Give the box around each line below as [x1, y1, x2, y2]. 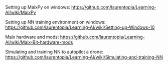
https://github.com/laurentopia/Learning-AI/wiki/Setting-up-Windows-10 [5, 24, 155, 30]
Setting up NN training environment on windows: [5, 19, 106, 25]
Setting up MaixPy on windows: [5, 4, 70, 10]
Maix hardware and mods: [5, 34, 59, 40]
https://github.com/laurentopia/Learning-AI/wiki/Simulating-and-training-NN [5, 54, 163, 60]
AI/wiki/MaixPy [5, 9, 36, 15]
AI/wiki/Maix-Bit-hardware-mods [5, 39, 73, 45]
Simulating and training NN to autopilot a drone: [5, 49, 104, 55]
